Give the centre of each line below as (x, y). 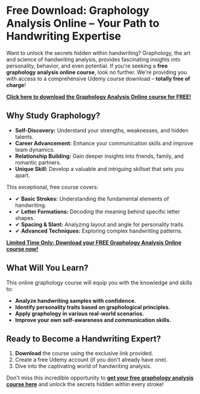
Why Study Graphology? (53, 116)
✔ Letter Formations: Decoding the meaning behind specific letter (98, 212)
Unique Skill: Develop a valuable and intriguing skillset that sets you (99, 169)
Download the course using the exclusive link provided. (84, 354)
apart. (22, 175)
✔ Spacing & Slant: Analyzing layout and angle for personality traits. (100, 224)
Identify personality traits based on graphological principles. (92, 307)
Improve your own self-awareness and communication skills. (93, 320)
